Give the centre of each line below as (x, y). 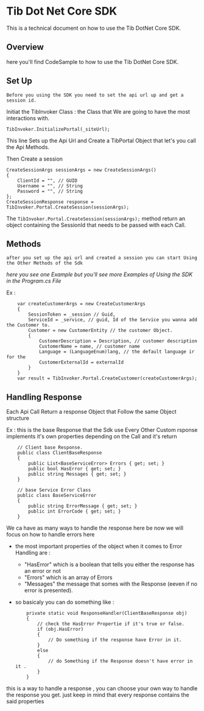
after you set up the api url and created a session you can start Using (102, 258)
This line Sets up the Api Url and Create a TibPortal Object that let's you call (101, 140)
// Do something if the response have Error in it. (115, 640)
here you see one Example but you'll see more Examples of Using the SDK (100, 274)
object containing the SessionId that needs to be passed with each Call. (96, 225)
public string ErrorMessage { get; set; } (83, 506)
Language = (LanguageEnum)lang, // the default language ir (117, 352)
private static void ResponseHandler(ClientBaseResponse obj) (107, 613)
